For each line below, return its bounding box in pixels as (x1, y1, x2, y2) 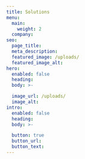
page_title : (11, 43, 42, 49)
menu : (6, 15, 20, 21)
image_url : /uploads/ (11, 93, 66, 100)
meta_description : (11, 49, 58, 55)
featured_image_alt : (11, 59, 63, 66)
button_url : (11, 138, 42, 144)
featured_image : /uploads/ (11, 54, 80, 60)
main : (11, 20, 26, 26)
